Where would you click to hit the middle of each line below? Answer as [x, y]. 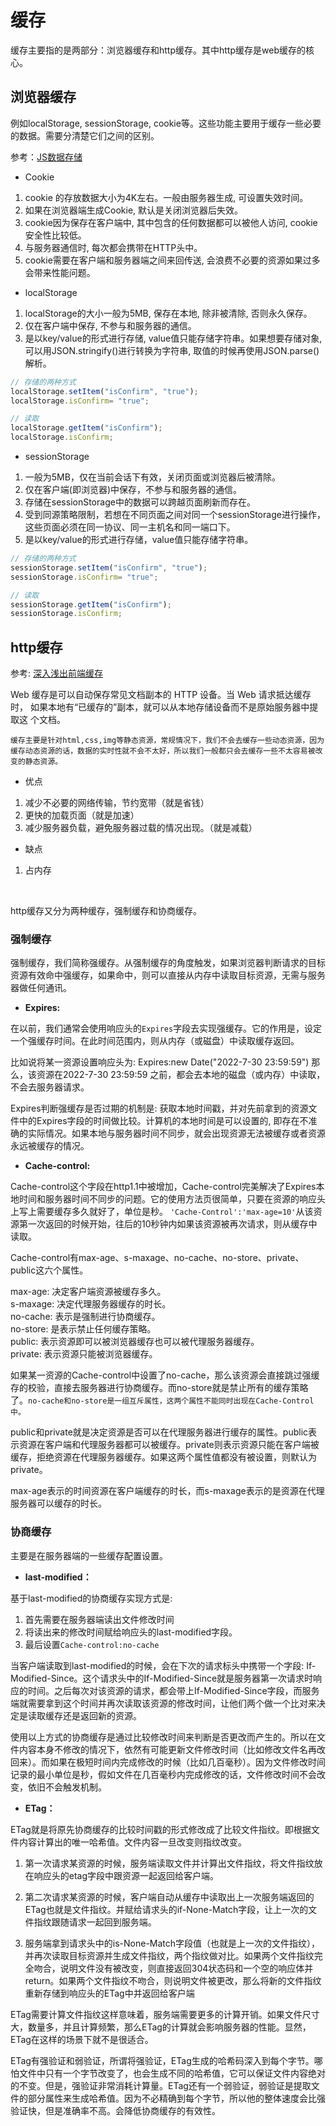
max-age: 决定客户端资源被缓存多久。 [88, 1292]
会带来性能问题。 [60, 272]
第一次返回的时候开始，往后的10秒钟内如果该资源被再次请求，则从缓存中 [168, 1224]
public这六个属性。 [49, 1270]
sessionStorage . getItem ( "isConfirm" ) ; [91, 604]
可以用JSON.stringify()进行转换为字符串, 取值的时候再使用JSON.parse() [172, 350]
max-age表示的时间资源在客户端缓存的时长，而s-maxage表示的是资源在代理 [167, 1491]
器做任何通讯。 [41, 988]
